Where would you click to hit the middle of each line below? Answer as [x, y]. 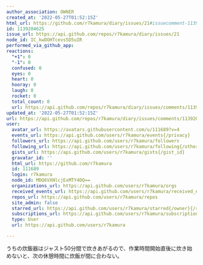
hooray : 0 [24, 85]
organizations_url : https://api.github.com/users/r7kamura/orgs [94, 186]
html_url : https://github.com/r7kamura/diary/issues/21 [78, 23]
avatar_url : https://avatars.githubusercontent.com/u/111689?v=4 [96, 130]
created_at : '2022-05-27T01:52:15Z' [52, 18]
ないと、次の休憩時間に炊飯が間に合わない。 [67, 256]
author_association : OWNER [40, 12]
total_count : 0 [31, 101]
